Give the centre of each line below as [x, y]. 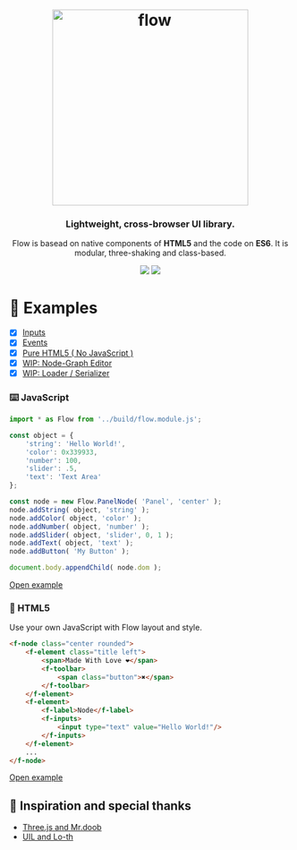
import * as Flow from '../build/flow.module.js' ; [106, 420]
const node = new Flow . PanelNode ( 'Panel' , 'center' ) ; [115, 502]
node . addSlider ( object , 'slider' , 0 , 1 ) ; [92, 535]
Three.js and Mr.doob [62, 828]
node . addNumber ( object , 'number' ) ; [80, 527]
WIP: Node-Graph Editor [67, 363]
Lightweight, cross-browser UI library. [150, 224]
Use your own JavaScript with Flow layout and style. [106, 628]
